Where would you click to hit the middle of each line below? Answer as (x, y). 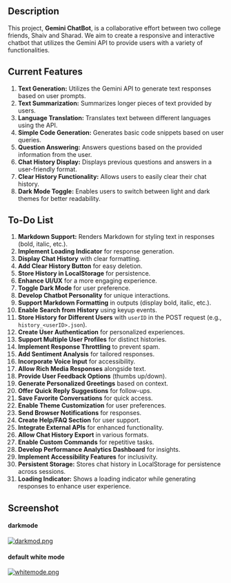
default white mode (36, 557)
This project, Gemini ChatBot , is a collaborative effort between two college (114, 28)
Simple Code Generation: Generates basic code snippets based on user (121, 132)
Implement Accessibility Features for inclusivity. (88, 457)
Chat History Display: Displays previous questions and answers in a (115, 162)
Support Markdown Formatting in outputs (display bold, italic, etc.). (114, 303)
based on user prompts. (52, 95)
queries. (30, 140)
